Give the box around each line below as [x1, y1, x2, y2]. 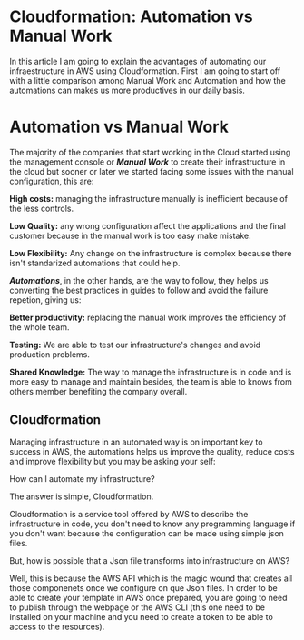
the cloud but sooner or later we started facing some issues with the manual [9, 165, 294, 176]
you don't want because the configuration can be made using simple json [9, 527, 284, 538]
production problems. [9, 348, 91, 360]
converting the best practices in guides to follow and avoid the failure [9, 285, 269, 295]
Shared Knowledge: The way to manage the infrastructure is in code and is [9, 366, 292, 377]
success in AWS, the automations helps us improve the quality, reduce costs [9, 445, 295, 456]
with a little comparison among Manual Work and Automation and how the [9, 75, 286, 85]
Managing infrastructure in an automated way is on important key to [9, 436, 263, 447]
